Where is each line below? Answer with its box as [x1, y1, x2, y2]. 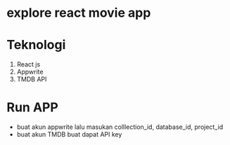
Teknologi [6, 37, 66, 53]
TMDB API [16, 75, 47, 83]
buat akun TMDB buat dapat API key [16, 130, 122, 139]
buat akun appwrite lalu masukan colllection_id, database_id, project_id [16, 123, 223, 131]
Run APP [6, 99, 59, 116]
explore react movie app [6, 5, 151, 21]
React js [16, 60, 41, 69]
